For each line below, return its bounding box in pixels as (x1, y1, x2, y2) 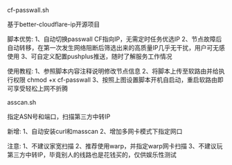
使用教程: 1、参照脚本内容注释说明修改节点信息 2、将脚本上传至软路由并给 (7, 67, 220, 75)
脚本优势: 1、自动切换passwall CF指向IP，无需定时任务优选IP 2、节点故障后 (7, 35, 222, 43)
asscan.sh (7, 98, 37, 106)
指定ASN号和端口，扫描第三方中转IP (7, 112, 111, 121)
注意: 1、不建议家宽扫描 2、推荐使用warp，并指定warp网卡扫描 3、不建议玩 (7, 142, 223, 150)
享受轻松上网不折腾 (12, 85, 68, 92)
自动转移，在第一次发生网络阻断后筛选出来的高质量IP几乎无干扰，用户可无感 (7, 44, 225, 51)
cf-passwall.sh (7, 6, 50, 14)
